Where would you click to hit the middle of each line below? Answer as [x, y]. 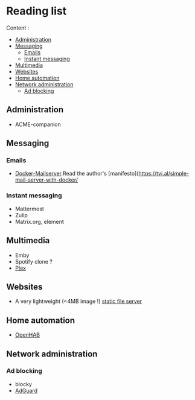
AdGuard [26, 390]
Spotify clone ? [34, 261]
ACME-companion [38, 124]
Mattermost [29, 209]
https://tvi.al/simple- [164, 174]
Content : [18, 28]
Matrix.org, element [40, 221]
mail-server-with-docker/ [46, 180]
